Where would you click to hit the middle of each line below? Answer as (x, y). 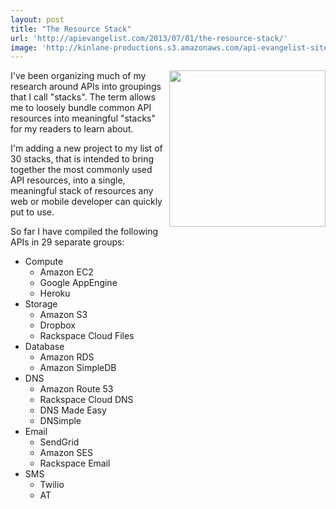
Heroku (55, 293)
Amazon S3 (63, 315)
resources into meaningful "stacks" (83, 118)
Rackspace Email (75, 463)
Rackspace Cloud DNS (86, 400)
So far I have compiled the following (84, 232)
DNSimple (60, 421)
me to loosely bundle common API (81, 108)
